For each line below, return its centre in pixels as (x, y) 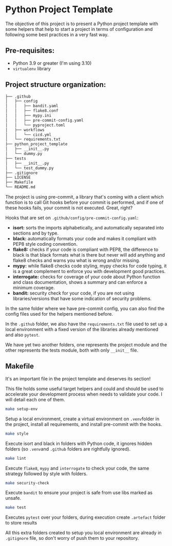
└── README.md (21, 187)
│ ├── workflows (25, 130)
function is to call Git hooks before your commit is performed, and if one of (84, 202)
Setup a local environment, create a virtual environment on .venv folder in (82, 419)
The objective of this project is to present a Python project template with (82, 24)
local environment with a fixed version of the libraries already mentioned (82, 329)
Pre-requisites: (30, 51)
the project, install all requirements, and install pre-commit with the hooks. (84, 424)
